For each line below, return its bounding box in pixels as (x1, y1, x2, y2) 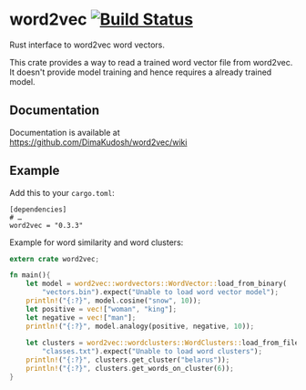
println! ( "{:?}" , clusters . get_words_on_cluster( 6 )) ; (25, 364, 234, 374)
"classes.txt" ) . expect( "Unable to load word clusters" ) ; (42, 347, 262, 356)
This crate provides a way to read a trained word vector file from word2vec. (9, 56, 293, 67)
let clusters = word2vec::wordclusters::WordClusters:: (25, 338, 243, 348)
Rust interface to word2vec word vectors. (9, 39, 166, 50)
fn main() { (9, 271, 51, 280)
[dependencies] (9, 205, 67, 214)
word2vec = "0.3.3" (9, 221, 84, 230)
